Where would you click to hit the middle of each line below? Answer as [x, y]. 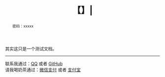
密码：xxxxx [23, 26]
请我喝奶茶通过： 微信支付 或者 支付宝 [43, 70]
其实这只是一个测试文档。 [31, 48]
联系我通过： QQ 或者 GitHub [34, 63]
